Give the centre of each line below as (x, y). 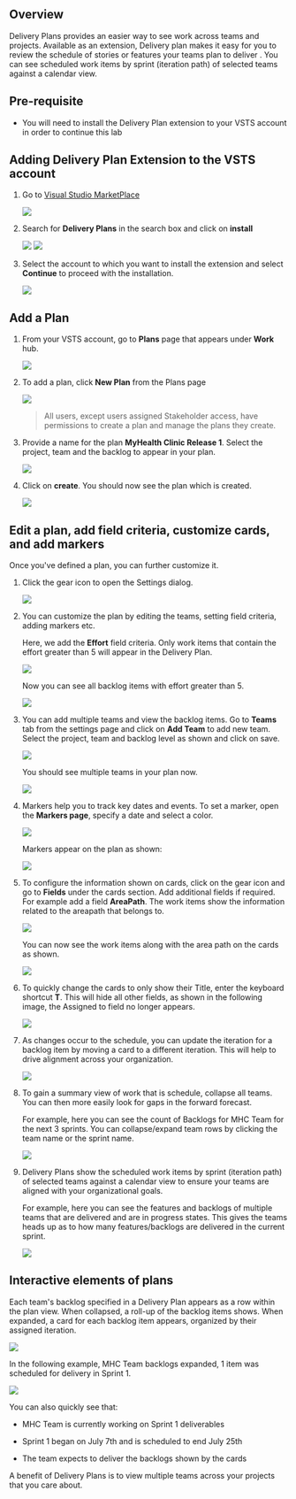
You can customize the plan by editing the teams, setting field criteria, (149, 616)
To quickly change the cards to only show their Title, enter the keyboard (153, 988)
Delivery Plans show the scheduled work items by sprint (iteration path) (152, 1172)
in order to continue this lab (72, 132)
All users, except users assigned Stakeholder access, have (151, 416)
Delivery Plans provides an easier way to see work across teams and (134, 35)
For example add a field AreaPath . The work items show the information (153, 902)
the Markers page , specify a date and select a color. (118, 815)
